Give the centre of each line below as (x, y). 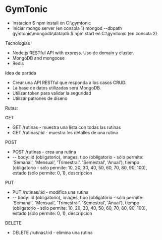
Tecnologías (18, 43)
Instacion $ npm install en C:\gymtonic (52, 23)
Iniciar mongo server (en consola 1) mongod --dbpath (67, 28)
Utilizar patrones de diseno (40, 98)
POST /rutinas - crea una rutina (44, 152)
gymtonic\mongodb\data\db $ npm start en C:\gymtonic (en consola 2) (85, 33)
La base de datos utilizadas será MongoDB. (57, 87)
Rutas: (12, 108)
